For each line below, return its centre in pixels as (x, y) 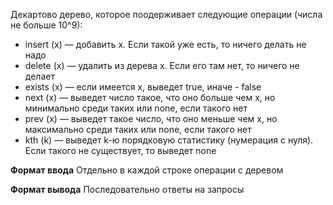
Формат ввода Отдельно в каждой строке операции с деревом (147, 170)
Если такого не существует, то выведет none (120, 150)
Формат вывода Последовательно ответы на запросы (127, 189)
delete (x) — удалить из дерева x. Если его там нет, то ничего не (162, 65)
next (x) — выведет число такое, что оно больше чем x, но (150, 97)
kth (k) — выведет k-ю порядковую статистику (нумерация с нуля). (169, 140)
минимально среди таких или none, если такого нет (136, 108)
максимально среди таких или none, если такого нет (138, 129)
